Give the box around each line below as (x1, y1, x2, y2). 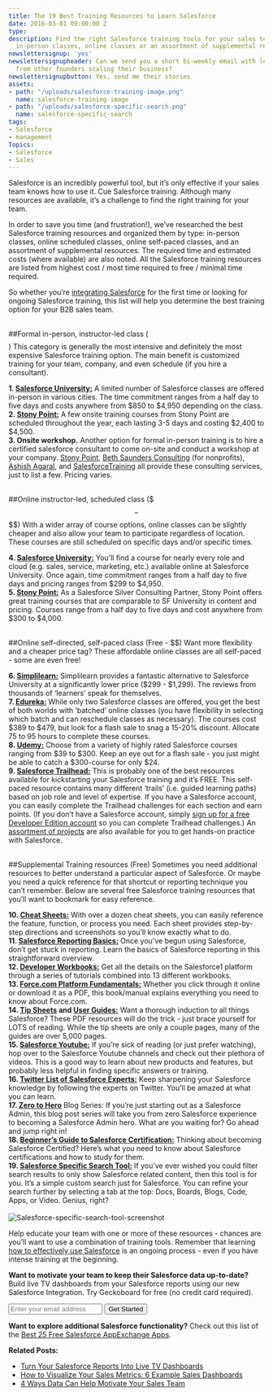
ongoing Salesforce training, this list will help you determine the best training (8, 296, 265, 306)
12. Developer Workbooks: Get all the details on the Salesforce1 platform (8, 962, 253, 972)
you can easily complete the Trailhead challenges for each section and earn (8, 801, 262, 811)
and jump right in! (8, 1127, 67, 1136)
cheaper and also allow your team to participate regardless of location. (8, 528, 245, 538)
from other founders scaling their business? (15, 65, 173, 73)
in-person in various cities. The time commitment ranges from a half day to (8, 392, 259, 402)
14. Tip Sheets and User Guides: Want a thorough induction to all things (8, 1005, 249, 1015)
